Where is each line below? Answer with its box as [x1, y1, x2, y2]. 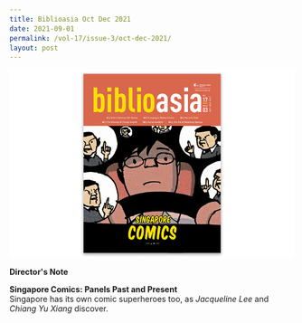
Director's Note [9, 266, 69, 277]
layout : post [9, 43, 59, 52]
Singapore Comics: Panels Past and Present [9, 283, 178, 294]
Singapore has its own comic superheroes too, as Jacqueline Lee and [9, 293, 269, 304]
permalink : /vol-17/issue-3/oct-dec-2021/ [9, 33, 172, 43]
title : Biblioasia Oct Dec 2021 [9, 14, 131, 24]
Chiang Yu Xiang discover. [9, 303, 109, 314]
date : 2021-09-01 [9, 24, 75, 33]
